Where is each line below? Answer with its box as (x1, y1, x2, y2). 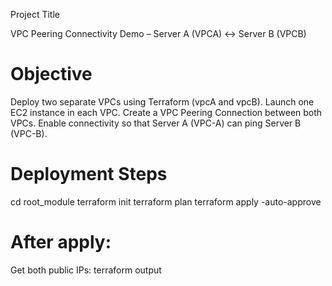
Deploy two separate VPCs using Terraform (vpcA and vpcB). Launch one (10, 95, 315, 108)
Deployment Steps (10, 163, 168, 186)
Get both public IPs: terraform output (10, 264, 162, 276)
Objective (10, 63, 93, 86)
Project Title (10, 9, 61, 20)
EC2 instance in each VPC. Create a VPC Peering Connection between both (10, 106, 323, 118)
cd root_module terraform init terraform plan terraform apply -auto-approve (10, 195, 322, 208)
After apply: (10, 231, 112, 254)
